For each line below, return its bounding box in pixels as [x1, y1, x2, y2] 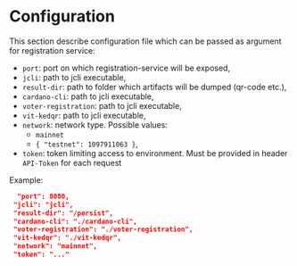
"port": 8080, [17, 192, 70, 201]
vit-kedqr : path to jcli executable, [21, 110, 146, 121]
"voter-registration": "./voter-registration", [12, 225, 194, 234]
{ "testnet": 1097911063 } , [35, 138, 138, 149]
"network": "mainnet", [12, 242, 98, 251]
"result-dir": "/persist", [12, 208, 114, 218]
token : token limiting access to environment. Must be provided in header [21, 147, 288, 158]
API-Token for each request [21, 157, 122, 168]
